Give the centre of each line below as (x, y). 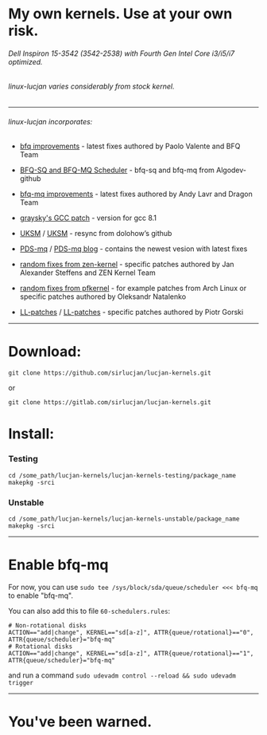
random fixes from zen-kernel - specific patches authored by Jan (127, 265)
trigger (21, 682)
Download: (45, 352)
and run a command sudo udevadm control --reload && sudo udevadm (122, 675)
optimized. (25, 61)
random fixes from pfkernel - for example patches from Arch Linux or (133, 289)
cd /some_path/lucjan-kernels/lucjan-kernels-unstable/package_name (124, 519)
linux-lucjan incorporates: (50, 121)
